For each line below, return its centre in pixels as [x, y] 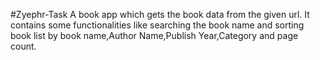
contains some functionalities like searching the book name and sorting [157, 25]
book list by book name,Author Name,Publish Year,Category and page [154, 35]
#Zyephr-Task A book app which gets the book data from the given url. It [160, 14]
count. [23, 46]
